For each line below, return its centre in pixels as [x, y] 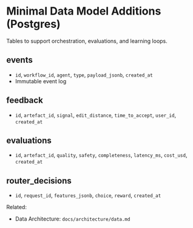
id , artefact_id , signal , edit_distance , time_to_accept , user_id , [96, 115]
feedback [25, 101]
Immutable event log [41, 81]
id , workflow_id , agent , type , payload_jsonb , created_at [84, 75]
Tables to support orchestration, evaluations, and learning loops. [87, 41]
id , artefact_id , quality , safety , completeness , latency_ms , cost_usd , [101, 155]
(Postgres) [33, 24]
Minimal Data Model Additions [84, 11]
